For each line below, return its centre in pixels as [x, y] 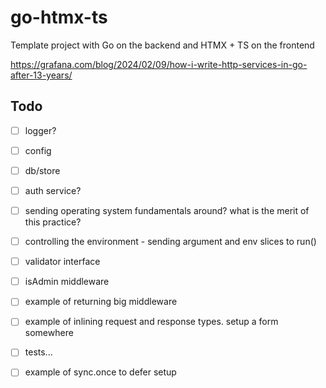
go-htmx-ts [59, 17]
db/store [42, 170]
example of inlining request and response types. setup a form [151, 322]
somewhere [49, 333]
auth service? [53, 190]
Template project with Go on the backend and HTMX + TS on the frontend [162, 45]
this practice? [53, 222]
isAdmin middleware [67, 282]
